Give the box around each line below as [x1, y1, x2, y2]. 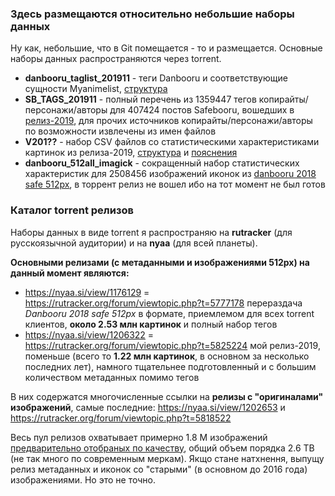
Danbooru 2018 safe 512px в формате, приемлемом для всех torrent [24, 307, 315, 319]
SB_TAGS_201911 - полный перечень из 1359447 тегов [24, 93, 257, 106]
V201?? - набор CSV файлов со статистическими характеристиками [24, 136, 320, 148]
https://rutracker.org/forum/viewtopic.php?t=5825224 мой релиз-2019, [24, 339, 321, 351]
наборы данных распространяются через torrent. [10, 53, 222, 65]
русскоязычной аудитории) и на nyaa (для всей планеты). [10, 237, 258, 249]
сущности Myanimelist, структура [24, 83, 168, 95]
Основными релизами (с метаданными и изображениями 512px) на [10, 256, 310, 268]
